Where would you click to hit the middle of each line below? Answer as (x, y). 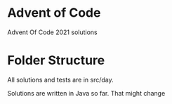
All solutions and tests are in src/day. (60, 80)
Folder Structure (56, 60)
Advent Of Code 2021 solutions (52, 32)
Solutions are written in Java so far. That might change (86, 93)
